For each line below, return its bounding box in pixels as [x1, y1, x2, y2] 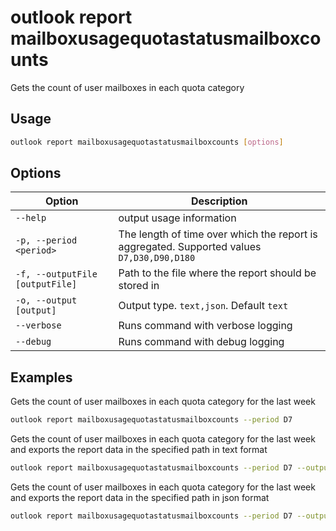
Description [191, 194, 248, 208]
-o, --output [15, 295, 78, 306]
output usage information [118, 211, 237, 225]
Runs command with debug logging [118, 335, 285, 349]
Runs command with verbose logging [118, 319, 293, 333]
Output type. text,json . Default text [118, 299, 289, 313]
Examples [10, 369, 73, 386]
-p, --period [15, 235, 78, 246]
